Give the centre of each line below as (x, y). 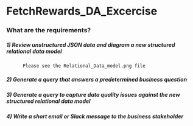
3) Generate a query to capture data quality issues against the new (93, 95)
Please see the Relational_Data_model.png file (84, 66)
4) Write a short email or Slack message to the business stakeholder (95, 116)
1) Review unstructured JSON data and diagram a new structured (91, 44)
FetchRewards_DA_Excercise (82, 11)
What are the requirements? (49, 30)
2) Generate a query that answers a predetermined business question (97, 79)
